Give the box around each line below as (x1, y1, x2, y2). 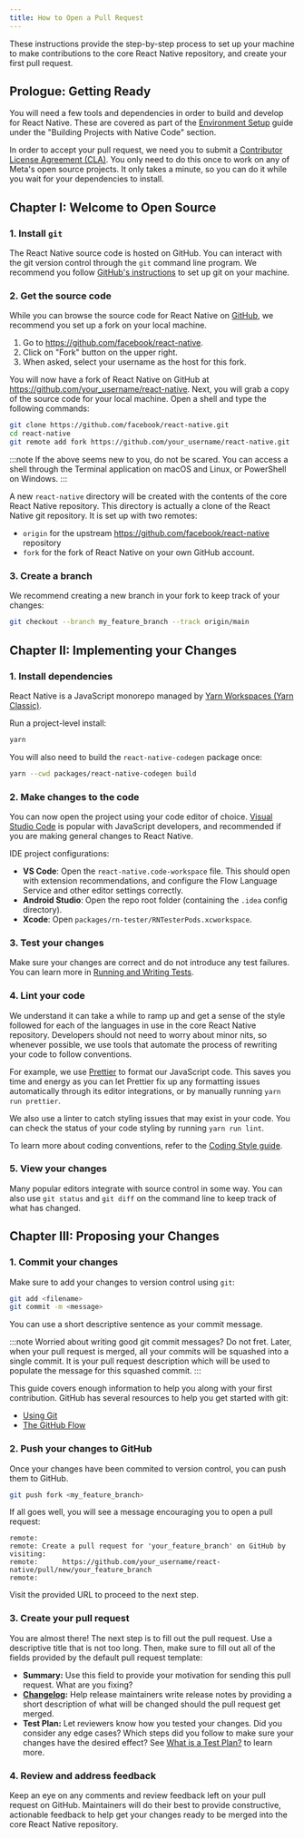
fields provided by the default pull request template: (9, 1652, 203, 1663)
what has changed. (9, 1202, 82, 1213)
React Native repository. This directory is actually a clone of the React (9, 501, 270, 512)
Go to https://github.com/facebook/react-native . (22, 337, 204, 348)
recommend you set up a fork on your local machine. (9, 319, 207, 331)
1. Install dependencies (9, 670, 113, 682)
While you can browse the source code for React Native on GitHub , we (9, 310, 274, 321)
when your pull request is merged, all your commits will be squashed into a (9, 1346, 289, 1357)
